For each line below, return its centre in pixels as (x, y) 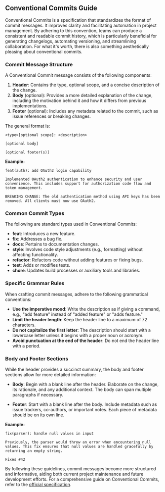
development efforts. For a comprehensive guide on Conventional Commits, (82, 479)
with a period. (26, 345)
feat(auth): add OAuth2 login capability (48, 171)
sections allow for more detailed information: (51, 375)
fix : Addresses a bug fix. (37, 239)
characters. (24, 325)
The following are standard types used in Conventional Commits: (71, 224)
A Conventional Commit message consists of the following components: (78, 75)
